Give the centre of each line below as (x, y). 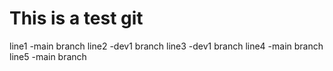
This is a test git (76, 18)
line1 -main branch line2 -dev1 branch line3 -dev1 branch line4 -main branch (166, 46)
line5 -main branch (48, 56)
